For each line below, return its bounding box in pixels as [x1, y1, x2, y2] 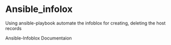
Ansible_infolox [5, 3, 73, 15]
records [5, 25, 22, 31]
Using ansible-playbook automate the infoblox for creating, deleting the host [5, 20, 166, 26]
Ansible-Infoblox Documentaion [5, 35, 72, 41]
